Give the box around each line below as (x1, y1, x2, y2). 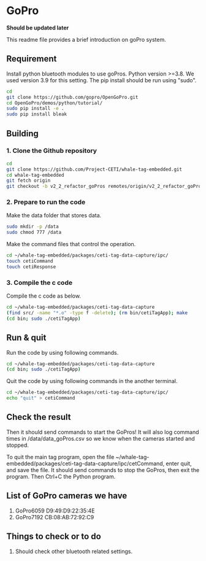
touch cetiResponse (6, 263, 56, 270)
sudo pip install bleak (6, 111, 67, 117)
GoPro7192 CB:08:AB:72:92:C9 (15, 513, 94, 520)
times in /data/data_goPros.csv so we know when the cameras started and (6, 435, 195, 442)
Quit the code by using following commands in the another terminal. (6, 377, 178, 385)
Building (6, 128, 39, 139)
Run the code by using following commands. (6, 349, 119, 356)
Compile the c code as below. (6, 292, 82, 300)
